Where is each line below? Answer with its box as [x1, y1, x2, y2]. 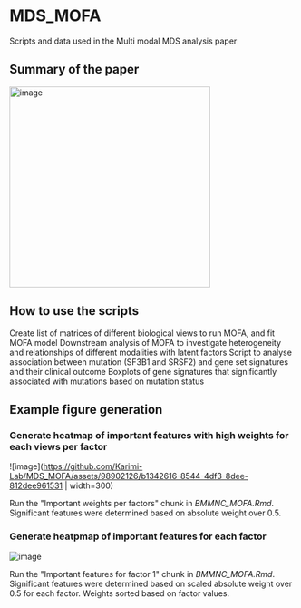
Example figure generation [9, 401, 163, 417]
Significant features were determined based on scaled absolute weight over [9, 578, 293, 589]
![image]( [9, 461, 44, 472]
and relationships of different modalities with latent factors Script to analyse [9, 347, 293, 358]
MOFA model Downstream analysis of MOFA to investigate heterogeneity [9, 337, 282, 348]
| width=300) [64, 480, 114, 491]
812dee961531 [9, 480, 63, 491]
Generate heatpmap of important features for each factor [9, 530, 267, 543]
